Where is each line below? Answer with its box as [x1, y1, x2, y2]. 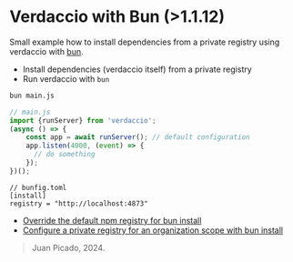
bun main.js [9, 91, 55, 100]
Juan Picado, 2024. [31, 242, 106, 253]
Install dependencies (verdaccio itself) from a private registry [22, 64, 252, 75]
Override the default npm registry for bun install [22, 215, 202, 226]
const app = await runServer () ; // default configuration [25, 133, 250, 142]
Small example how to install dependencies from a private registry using [9, 36, 280, 47]
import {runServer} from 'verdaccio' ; [9, 116, 157, 125]
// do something [33, 150, 96, 159]
